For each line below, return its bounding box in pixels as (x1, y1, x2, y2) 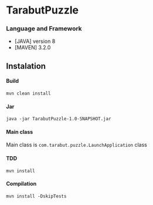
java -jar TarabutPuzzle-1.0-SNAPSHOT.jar (6, 116, 111, 122)
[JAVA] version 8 (14, 38, 56, 45)
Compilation (6, 180, 37, 187)
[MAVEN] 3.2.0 (14, 44, 51, 51)
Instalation (6, 61, 46, 71)
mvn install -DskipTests (6, 193, 67, 199)
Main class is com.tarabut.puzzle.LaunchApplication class (6, 142, 148, 149)
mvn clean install (6, 90, 51, 97)
